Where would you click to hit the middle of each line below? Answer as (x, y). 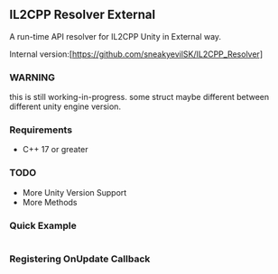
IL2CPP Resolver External (83, 15)
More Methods (50, 202)
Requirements (41, 130)
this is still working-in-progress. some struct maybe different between (139, 97)
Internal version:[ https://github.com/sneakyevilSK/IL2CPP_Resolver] (136, 54)
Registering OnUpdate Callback (80, 259)
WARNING (32, 78)
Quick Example (43, 225)
